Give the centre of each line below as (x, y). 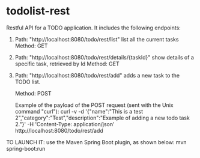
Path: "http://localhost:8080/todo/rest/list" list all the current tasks (97, 39)
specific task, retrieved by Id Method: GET (67, 64)
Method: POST (33, 93)
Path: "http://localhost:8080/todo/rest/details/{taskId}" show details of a (104, 57)
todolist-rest (38, 11)
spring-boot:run (26, 148)
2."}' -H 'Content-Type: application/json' (65, 124)
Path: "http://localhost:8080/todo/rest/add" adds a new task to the (97, 75)
